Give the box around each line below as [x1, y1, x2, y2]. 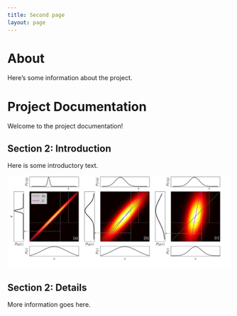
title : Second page [7, 11, 65, 18]
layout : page [7, 18, 46, 26]
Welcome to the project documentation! [7, 122, 123, 130]
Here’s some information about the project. [7, 74, 133, 82]
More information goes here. [7, 300, 91, 309]
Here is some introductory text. [7, 162, 99, 170]
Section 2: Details [7, 281, 87, 293]
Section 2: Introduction [7, 142, 111, 154]
